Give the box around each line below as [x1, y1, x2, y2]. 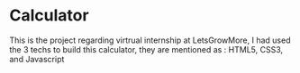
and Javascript [9, 53, 65, 64]
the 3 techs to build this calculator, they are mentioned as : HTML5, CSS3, [9, 44, 284, 54]
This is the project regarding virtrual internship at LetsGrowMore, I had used [9, 35, 291, 45]
